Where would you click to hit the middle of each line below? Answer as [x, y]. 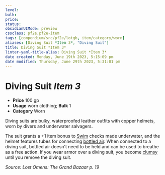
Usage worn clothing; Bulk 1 [42, 106]
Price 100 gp [26, 100]
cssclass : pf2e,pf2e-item [32, 33]
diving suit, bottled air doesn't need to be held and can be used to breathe [82, 147]
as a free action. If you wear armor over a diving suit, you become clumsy [81, 152]
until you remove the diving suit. [38, 157]
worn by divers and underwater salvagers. [49, 126]
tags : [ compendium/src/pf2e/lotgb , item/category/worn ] [65, 38]
